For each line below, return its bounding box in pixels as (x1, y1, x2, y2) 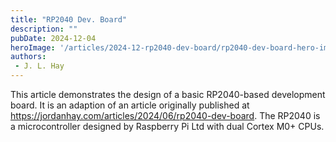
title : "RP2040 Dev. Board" (10, 14, 128, 25)
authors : (10, 52, 47, 62)
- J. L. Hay (14, 61, 65, 71)
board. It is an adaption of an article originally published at (10, 99, 250, 111)
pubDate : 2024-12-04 (10, 33, 97, 43)
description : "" (10, 24, 78, 34)
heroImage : (10, 42, 56, 53)
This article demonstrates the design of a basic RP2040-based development (10, 89, 326, 100)
